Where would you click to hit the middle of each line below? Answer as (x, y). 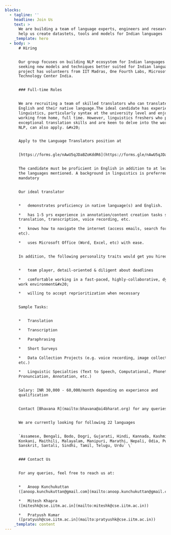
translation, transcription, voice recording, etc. (74, 220)
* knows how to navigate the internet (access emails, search (88, 229)
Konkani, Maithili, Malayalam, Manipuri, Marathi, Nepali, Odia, (89, 441)
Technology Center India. (46, 76)
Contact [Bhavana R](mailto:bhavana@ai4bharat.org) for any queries (93, 409)
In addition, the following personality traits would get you (86, 256)
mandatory (29, 178)
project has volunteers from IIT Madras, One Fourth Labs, (82, 71)
